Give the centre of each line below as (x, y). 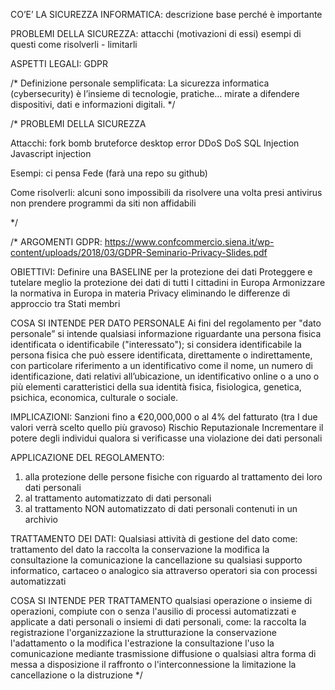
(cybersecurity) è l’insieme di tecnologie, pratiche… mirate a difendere (155, 93)
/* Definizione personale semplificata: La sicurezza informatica (140, 83)
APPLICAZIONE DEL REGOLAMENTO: (87, 457)
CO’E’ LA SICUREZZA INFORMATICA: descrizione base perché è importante (166, 14)
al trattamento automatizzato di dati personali (118, 498)
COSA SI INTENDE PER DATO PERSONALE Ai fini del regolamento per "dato (166, 323)
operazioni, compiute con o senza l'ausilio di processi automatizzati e (153, 611)
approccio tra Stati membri (65, 303)
